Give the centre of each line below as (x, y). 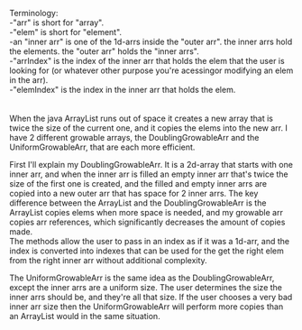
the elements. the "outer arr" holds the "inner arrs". (105, 51)
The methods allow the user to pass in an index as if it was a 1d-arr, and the (150, 241)
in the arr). (29, 80)
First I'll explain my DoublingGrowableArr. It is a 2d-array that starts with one (151, 165)
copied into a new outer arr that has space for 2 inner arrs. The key (134, 193)
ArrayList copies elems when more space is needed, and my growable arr (146, 212)
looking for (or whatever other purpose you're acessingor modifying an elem (151, 70)
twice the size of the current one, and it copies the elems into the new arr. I (149, 128)
